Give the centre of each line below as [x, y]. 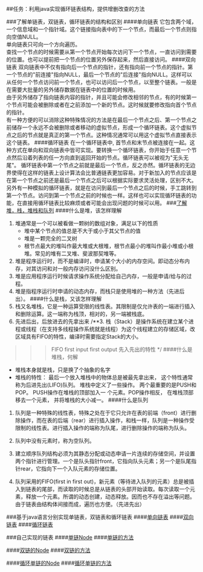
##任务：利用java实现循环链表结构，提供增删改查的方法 [76, 9]
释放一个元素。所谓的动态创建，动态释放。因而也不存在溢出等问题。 [110, 496]
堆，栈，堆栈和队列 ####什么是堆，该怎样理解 [64, 210]
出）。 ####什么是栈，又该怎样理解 [58, 299]
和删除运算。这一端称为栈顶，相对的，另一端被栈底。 [81, 314]
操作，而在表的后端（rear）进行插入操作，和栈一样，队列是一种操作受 [108, 420]
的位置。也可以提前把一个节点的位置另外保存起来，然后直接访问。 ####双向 [101, 59]
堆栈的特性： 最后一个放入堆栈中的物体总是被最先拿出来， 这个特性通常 [104, 377]
